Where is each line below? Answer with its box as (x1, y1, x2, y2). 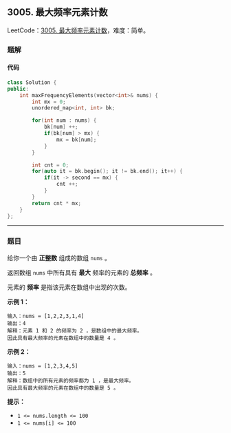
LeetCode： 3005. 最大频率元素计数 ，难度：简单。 (7, 26, 150, 34)
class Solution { (7, 78, 57, 86)
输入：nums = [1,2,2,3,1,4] (7, 313, 85, 319)
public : (7, 85, 30, 92)
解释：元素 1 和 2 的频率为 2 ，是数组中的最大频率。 (7, 327, 143, 334)
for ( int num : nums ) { (32, 117, 97, 124)
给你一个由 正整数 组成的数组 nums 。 (7, 253, 111, 262)
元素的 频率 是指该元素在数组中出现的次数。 (7, 283, 131, 291)
